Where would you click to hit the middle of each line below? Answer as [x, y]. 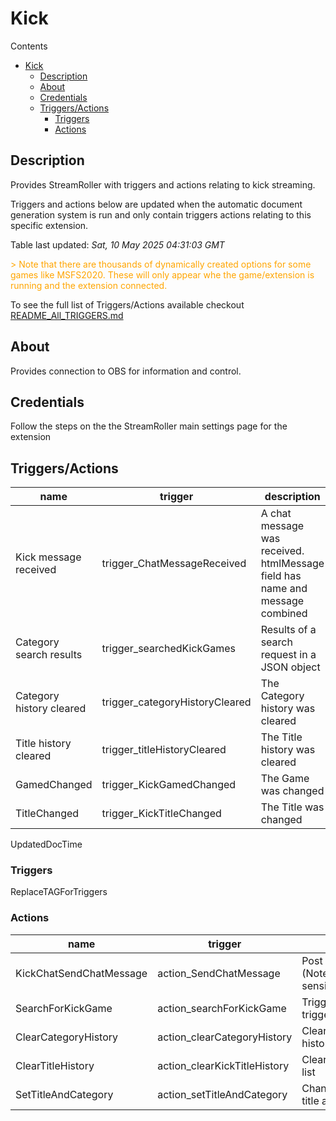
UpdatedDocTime [46, 844]
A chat [276, 514]
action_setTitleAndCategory [222, 1094]
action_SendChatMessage [219, 973]
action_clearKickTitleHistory [223, 1065]
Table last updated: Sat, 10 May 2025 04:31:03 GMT [117, 244]
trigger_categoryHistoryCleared [176, 702]
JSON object [290, 667]
